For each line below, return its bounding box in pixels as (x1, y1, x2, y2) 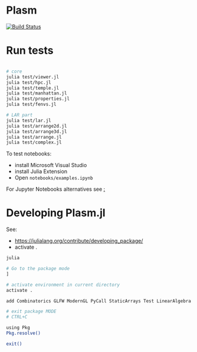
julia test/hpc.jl (6, 79, 51, 86)
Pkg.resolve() (6, 330, 41, 337)
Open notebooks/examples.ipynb (14, 174, 93, 181)
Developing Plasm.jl (6, 206, 106, 220)
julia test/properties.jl (6, 96, 70, 102)
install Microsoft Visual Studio (14, 162, 87, 169)
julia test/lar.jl (6, 118, 51, 123)
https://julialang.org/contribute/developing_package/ (14, 237, 143, 245)
